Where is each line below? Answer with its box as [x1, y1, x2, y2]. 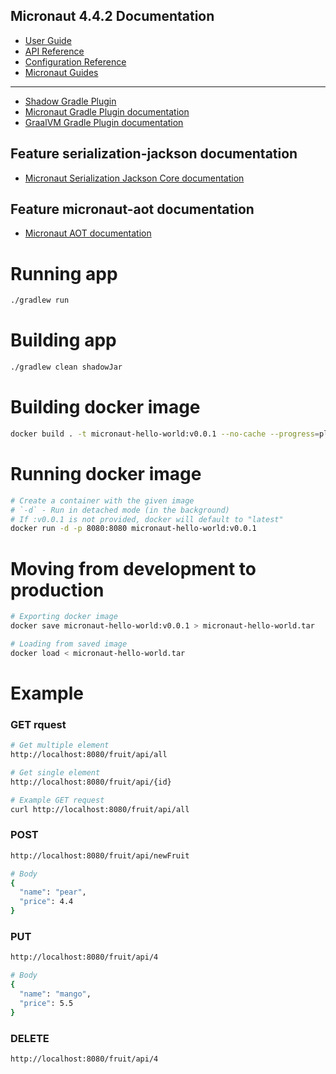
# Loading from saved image [10, 639, 128, 649]
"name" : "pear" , [19, 887, 87, 898]
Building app [10, 329, 117, 352]
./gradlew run [10, 295, 70, 306]
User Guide [24, 34, 72, 46]
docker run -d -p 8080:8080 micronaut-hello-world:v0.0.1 [10, 524, 257, 534]
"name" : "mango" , [19, 989, 92, 999]
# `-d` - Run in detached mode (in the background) [10, 505, 230, 515]
